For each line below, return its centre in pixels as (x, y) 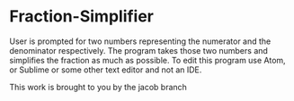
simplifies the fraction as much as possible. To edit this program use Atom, (147, 60)
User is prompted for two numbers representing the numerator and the (140, 41)
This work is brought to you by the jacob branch (98, 87)
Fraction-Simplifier (82, 17)
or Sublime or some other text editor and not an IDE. (106, 70)
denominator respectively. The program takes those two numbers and (138, 50)
